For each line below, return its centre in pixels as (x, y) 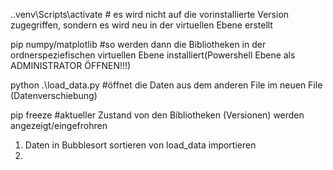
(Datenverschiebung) (54, 95)
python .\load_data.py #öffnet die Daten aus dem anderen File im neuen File (166, 85)
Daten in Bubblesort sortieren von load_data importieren (140, 145)
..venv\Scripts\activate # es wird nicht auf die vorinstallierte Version (150, 14)
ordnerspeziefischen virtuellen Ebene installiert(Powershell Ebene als (153, 55)
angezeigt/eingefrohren (59, 125)
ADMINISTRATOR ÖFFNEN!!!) (71, 65)
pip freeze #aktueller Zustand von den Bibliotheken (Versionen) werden (157, 115)
